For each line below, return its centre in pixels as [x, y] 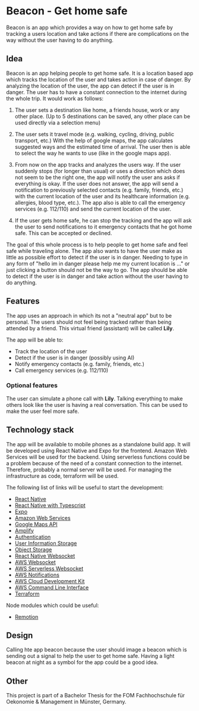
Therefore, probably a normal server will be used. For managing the [89, 469]
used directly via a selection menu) [58, 123]
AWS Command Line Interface [52, 587]
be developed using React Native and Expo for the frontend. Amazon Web [97, 450]
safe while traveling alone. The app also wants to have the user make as [94, 250]
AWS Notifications [37, 575]
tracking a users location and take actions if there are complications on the [97, 33]
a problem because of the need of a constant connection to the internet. [94, 463]
